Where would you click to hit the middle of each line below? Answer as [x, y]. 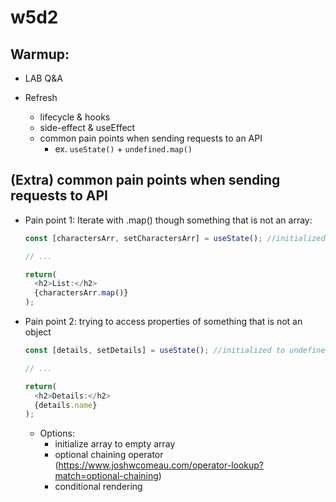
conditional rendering [98, 487]
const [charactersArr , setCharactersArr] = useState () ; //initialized [175, 238]
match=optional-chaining [106, 476]
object [38, 332]
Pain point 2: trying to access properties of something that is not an [163, 322]
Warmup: [40, 54]
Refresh [41, 97]
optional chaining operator [109, 455]
